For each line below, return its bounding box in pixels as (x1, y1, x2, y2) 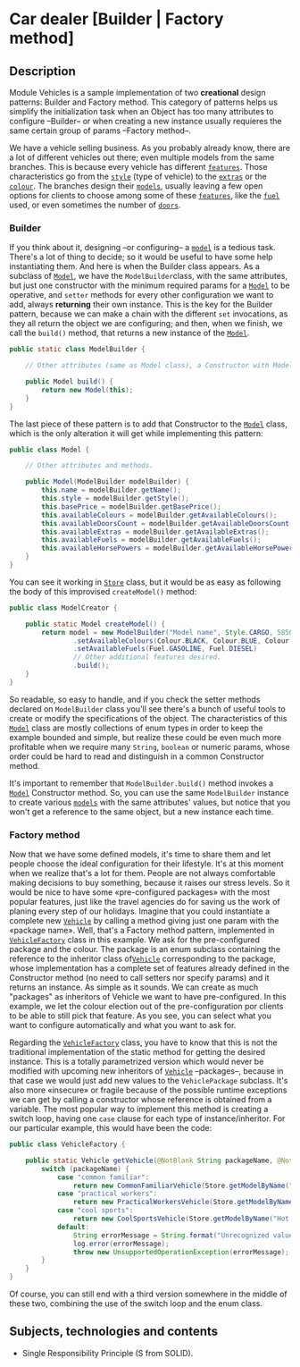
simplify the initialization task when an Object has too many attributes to (9, 106, 274, 116)
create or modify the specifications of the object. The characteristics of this (9, 713, 287, 723)
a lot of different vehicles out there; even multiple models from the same (9, 152, 275, 163)
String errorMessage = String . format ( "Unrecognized (72, 1230, 270, 1240)
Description (9, 63, 76, 79)
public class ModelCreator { (9, 603, 118, 612)
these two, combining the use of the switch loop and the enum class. (9, 1298, 263, 1309)
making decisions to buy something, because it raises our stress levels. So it (9, 877, 290, 889)
